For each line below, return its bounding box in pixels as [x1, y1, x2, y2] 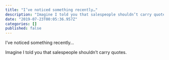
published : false [5, 26, 42, 31]
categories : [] [5, 21, 37, 26]
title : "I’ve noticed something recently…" [5, 7, 98, 12]
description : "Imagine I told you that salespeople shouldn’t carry [5, 12, 152, 17]
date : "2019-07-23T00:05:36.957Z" [5, 16, 78, 21]
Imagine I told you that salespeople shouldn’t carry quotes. [5, 49, 127, 55]
